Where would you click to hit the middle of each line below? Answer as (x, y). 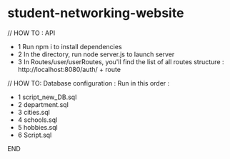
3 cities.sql (34, 112)
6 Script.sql (35, 135)
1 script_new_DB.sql (47, 97)
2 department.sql (43, 104)
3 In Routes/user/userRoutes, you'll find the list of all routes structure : (121, 61)
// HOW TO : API (31, 33)
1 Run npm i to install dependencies (70, 46)
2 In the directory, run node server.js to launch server (96, 54)
